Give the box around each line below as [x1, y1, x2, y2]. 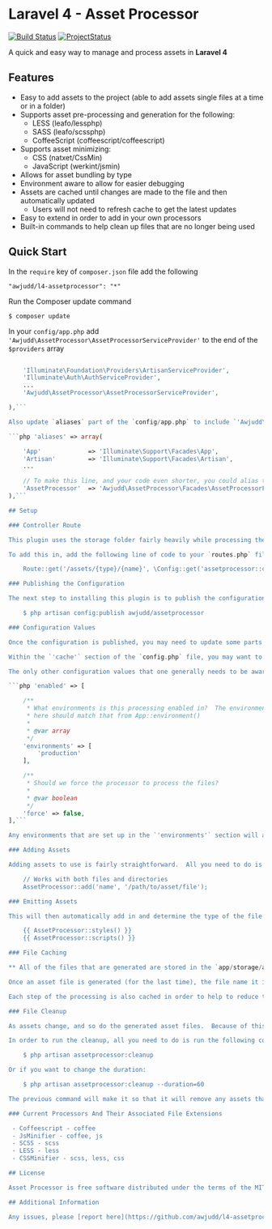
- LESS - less [11, 1147, 60, 1155]
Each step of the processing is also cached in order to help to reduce [8, 992, 259, 1001]
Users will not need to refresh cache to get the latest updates [32, 204, 237, 214]
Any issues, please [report [8, 1213, 104, 1221]
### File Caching [8, 949, 67, 957]
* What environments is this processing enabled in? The [26, 704, 227, 713]
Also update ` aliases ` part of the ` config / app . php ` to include [8, 418, 230, 426]
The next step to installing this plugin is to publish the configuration [8, 595, 266, 603]
